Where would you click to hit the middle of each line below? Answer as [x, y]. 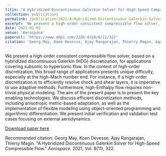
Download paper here [27, 128]
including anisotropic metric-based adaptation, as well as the [67, 103]
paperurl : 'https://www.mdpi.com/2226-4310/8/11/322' [62, 38]
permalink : [16, 19]
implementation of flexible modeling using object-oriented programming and [83, 108]
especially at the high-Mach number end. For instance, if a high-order [76, 77]
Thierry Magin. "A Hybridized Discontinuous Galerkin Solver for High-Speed [82, 143]
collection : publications [32, 14]
